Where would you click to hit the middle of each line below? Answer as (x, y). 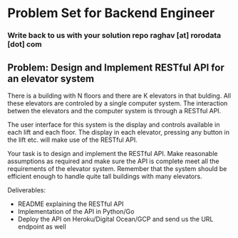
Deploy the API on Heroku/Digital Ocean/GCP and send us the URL (115, 219)
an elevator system (51, 79)
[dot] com (25, 44)
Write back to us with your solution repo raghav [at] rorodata (114, 36)
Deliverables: (27, 190)
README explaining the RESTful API (71, 204)
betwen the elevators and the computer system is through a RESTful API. (114, 110)
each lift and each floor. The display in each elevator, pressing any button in (119, 132)
